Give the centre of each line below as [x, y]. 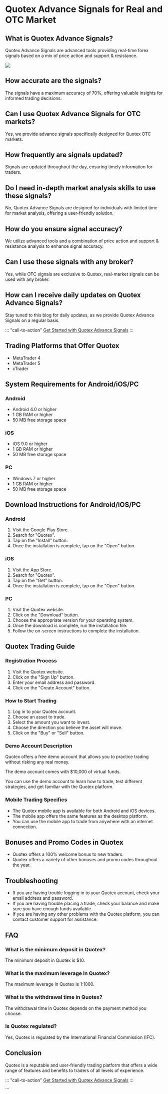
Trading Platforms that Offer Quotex [62, 346]
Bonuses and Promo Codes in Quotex [64, 842]
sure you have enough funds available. [52, 909]
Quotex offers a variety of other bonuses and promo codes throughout [85, 860]
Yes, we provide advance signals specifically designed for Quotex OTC [78, 134]
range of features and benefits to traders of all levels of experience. [75, 1070]
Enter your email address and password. [54, 682]
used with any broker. [27, 279]
